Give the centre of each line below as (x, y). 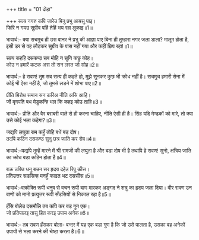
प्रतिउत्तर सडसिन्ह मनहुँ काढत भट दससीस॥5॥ (50, 176)
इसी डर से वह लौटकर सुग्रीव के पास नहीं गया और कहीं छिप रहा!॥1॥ (70, 46)
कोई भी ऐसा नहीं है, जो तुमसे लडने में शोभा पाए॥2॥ (54, 83)
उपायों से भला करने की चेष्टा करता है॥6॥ (45, 231)
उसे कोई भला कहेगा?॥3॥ (31, 120)
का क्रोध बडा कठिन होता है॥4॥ (36, 157)
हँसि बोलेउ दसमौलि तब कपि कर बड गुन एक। (48, 206)
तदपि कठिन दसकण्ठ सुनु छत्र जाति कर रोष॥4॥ (51, 139)
